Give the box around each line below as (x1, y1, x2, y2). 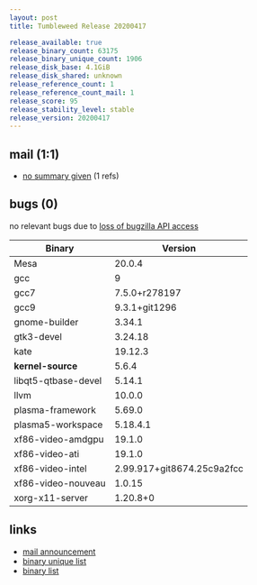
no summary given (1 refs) (22, 170, 120, 181)
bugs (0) (9, 197, 58, 212)
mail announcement (22, 546, 96, 557)
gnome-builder (13, 315, 79, 328)
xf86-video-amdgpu (13, 433, 104, 445)
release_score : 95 (9, 96, 78, 105)
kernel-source (13, 360, 78, 372)
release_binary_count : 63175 (9, 46, 119, 55)
